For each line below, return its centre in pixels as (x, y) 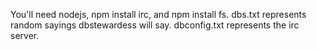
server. (25, 35)
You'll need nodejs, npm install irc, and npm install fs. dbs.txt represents (158, 14)
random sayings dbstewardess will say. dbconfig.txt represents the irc (155, 25)
